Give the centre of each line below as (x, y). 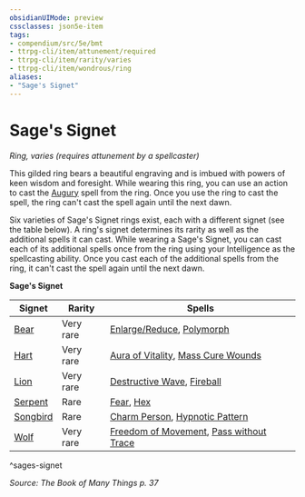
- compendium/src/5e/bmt (56, 43)
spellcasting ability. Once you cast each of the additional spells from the (144, 258)
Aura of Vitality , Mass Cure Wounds (186, 355)
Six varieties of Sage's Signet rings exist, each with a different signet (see (147, 220)
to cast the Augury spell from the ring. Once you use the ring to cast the (144, 193)
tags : (20, 35)
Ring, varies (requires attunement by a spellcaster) (104, 155)
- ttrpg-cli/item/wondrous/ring (70, 69)
